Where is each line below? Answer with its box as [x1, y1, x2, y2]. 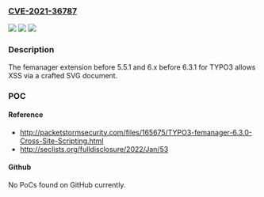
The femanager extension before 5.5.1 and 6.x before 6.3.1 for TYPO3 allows [8, 62, 256, 72]
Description [8, 44, 55, 55]
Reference [8, 110, 44, 119]
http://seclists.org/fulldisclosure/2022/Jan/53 [19, 144, 169, 153]
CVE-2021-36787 [8, 6, 78, 17]
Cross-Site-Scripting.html [19, 136, 104, 146]
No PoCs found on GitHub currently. [8, 180, 126, 189]
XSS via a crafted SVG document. [8, 70, 118, 80]
